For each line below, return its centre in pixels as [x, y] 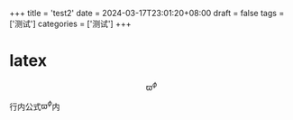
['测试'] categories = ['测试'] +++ [70, 23]
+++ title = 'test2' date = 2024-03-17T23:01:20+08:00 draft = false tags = [147, 13]
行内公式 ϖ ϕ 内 [35, 106]
